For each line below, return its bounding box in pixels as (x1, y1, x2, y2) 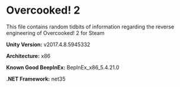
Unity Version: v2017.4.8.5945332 (6, 41, 91, 48)
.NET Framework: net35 (6, 75, 66, 82)
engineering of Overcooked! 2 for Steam (6, 29, 105, 36)
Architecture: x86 (6, 52, 51, 59)
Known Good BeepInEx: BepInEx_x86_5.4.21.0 (6, 63, 120, 71)
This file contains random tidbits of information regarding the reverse (6, 23, 175, 30)
